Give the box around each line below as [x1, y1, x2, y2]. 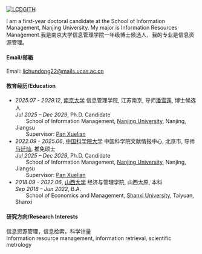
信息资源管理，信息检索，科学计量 [6, 227, 91, 235]
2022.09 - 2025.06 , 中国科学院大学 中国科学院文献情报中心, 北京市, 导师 [15, 138, 195, 145]
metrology [6, 241, 32, 248]
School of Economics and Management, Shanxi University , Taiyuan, [25, 192, 195, 199]
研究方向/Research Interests [6, 213, 79, 220]
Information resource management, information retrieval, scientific [6, 234, 172, 242]
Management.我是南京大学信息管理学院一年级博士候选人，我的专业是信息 [6, 31, 189, 38]
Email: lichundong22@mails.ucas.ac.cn [6, 67, 104, 75]
